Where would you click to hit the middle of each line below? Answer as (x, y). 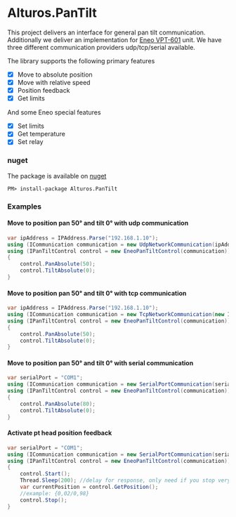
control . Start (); (45, 474)
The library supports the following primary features (81, 60)
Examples (25, 207)
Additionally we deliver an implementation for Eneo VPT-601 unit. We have (114, 39)
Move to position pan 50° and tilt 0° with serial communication (100, 362)
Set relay (30, 142)
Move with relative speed (54, 83)
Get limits (31, 98)
